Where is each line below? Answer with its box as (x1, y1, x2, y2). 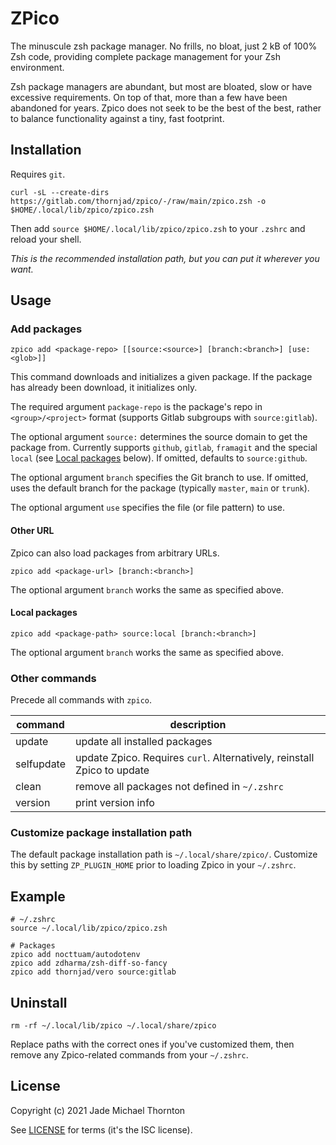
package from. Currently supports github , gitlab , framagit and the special (10, 442, 318, 454)
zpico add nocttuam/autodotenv (10, 950, 141, 960)
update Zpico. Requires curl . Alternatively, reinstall (75, 751, 315, 765)
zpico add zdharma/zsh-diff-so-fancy (10, 958, 168, 969)
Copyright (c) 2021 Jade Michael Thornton (10, 1104, 186, 1116)
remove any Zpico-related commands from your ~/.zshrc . (10, 1049, 249, 1061)
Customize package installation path (10, 826, 193, 840)
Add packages (10, 322, 83, 336)
